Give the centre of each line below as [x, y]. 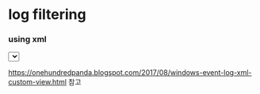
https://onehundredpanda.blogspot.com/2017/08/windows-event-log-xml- [130, 73]
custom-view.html [38, 82]
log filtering [47, 15]
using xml [28, 39]
